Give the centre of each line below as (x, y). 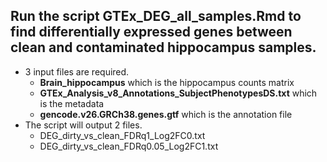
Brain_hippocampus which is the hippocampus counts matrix (167, 82)
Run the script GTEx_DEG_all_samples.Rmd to (156, 16)
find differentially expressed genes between (151, 32)
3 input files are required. (77, 71)
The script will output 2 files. (83, 125)
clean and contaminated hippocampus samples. (163, 47)
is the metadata (72, 103)
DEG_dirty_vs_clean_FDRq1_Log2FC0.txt (122, 135)
